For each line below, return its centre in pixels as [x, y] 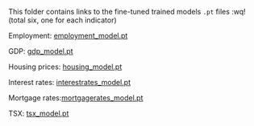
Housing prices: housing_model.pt [65, 67]
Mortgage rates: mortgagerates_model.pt [76, 98]
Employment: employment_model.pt [68, 36]
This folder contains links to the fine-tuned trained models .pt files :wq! [127, 12]
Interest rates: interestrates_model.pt [70, 82]
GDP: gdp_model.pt [41, 51]
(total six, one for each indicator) [62, 20]
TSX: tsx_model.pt [39, 113]
